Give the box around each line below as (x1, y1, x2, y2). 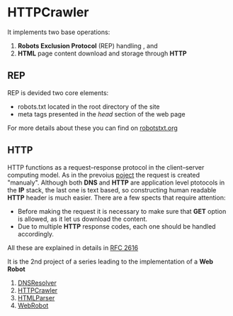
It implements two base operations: (7, 28, 110, 36)
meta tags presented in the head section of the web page (17, 109, 186, 118)
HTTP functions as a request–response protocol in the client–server (7, 163, 205, 171)
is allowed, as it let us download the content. (17, 214, 147, 223)
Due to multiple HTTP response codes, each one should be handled (17, 222, 216, 231)
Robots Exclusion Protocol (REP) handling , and (17, 41, 158, 50)
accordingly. (17, 229, 55, 238)
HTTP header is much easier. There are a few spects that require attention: (7, 193, 226, 202)
